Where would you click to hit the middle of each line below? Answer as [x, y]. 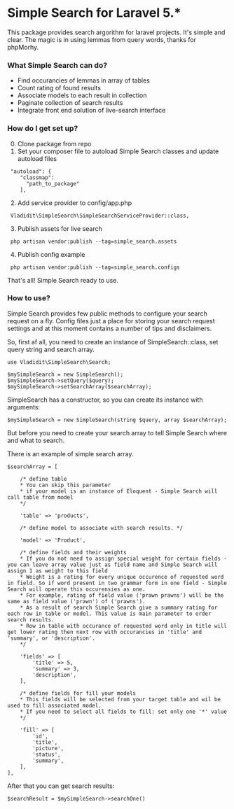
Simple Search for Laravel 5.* [94, 13]
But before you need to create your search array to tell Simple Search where [117, 432]
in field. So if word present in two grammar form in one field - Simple [117, 583]
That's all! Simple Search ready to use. [63, 280]
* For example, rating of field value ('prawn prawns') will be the [122, 595]
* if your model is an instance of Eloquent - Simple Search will [119, 491]
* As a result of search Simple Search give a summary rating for [119, 607]
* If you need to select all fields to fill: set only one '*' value [124, 712]
